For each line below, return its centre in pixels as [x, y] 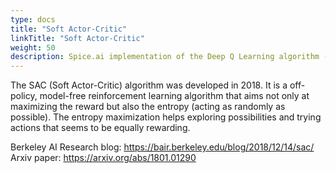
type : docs [33, 19]
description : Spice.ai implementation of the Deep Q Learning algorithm [165, 57]
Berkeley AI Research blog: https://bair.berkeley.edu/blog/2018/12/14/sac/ [162, 147]
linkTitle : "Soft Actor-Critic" [77, 38]
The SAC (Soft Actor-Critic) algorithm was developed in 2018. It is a [149, 85]
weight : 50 [33, 47]
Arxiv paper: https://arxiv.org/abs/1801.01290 [103, 158]
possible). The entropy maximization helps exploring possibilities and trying [166, 117]
